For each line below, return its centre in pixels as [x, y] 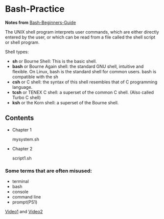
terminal [21, 181]
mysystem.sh [25, 139]
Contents [20, 118]
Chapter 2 [22, 149]
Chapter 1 [22, 130]
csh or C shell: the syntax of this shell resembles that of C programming [85, 82]
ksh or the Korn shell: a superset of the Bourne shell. [65, 102]
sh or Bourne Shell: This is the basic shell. [54, 61]
